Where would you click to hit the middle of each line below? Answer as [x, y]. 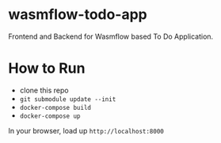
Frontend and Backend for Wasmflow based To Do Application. [111, 36]
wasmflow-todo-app [78, 15]
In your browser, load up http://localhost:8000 [86, 130]
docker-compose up [50, 116]
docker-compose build [55, 107]
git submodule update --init [68, 99]
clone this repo [44, 90]
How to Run [47, 68]
